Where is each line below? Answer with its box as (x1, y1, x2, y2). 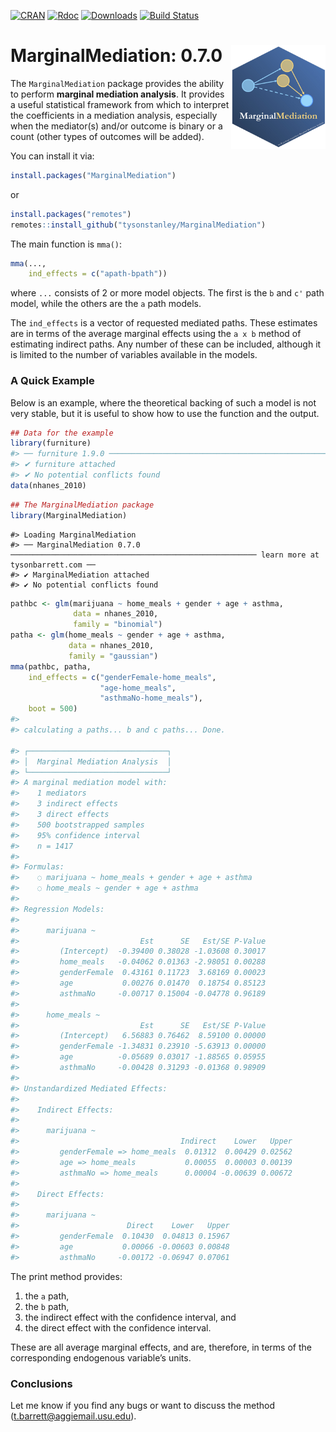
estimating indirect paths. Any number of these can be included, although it (10, 338, 322, 350)
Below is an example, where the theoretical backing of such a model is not (10, 396, 317, 409)
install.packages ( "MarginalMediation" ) (10, 170, 177, 180)
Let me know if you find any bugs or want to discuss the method (10, 1400, 276, 1412)
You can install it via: (10, 150, 95, 162)
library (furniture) (10, 438, 92, 449)
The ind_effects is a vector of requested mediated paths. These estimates (10, 317, 318, 329)
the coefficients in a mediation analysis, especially (10, 109, 218, 121)
